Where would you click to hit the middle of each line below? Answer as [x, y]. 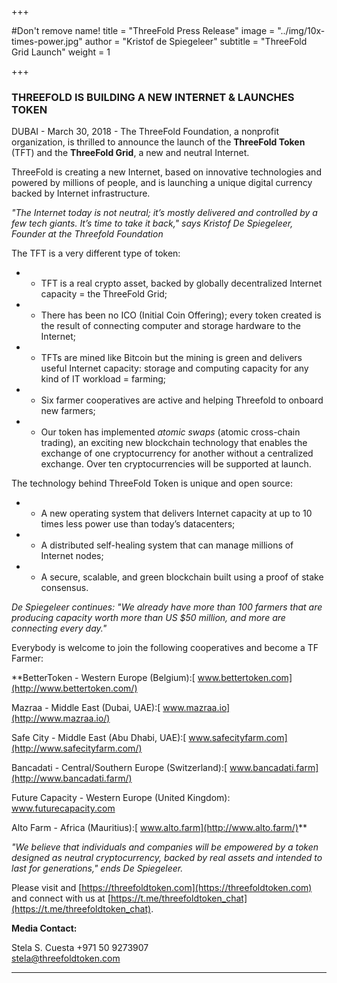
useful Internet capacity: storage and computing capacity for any [174, 368]
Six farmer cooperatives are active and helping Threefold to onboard [182, 400]
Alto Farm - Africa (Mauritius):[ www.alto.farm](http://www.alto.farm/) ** [159, 828]
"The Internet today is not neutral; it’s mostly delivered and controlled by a [164, 213]
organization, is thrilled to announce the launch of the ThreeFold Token [158, 142]
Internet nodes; [72, 556]
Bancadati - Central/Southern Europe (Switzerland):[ [119, 768]
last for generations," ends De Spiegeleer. [97, 868]
